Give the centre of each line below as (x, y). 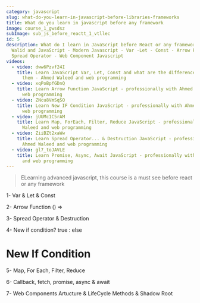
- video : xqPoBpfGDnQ (38, 84)
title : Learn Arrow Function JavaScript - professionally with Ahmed (105, 89)
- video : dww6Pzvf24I (38, 67)
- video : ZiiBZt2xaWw (38, 133)
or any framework (43, 184)
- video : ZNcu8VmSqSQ (38, 100)
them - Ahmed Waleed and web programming (74, 78)
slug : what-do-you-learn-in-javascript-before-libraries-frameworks (93, 17)
